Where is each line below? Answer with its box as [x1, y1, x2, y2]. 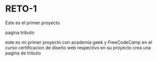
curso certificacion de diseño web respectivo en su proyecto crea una [5, 44, 151, 50]
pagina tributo [5, 29, 34, 35]
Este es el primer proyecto [5, 20, 60, 26]
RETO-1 [5, 3, 37, 15]
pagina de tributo [5, 50, 41, 56]
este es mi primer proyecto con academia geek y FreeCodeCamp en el [5, 39, 152, 45]
